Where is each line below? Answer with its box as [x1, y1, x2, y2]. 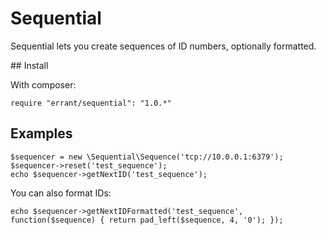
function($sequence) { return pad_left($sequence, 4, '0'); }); [10, 215, 284, 225]
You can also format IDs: [10, 187, 112, 199]
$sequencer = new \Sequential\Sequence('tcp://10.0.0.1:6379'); [10, 152, 284, 162]
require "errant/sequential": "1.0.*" [10, 98, 172, 108]
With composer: [10, 78, 77, 91]
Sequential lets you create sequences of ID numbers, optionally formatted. [10, 40, 317, 52]
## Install [10, 59, 49, 71]
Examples [10, 125, 73, 142]
